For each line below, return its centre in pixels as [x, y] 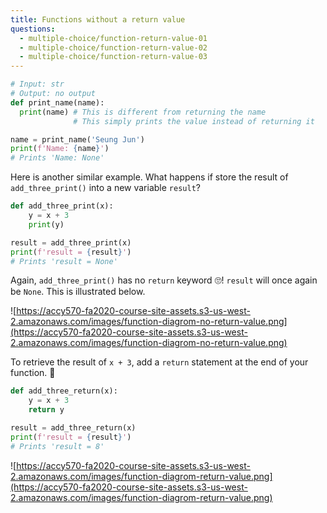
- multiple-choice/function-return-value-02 [113, 47]
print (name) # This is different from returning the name [143, 112]
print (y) [46, 224]
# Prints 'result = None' [64, 261]
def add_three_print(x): [62, 206]
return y [46, 410]
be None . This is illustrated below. [78, 292]
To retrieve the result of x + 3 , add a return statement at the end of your [159, 362]
